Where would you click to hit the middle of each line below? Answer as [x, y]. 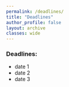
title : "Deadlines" [30, 17]
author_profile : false [34, 22]
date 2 [22, 73]
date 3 [22, 79]
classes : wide [23, 34]
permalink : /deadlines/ [35, 11]
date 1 [22, 67]
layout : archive [26, 28]
